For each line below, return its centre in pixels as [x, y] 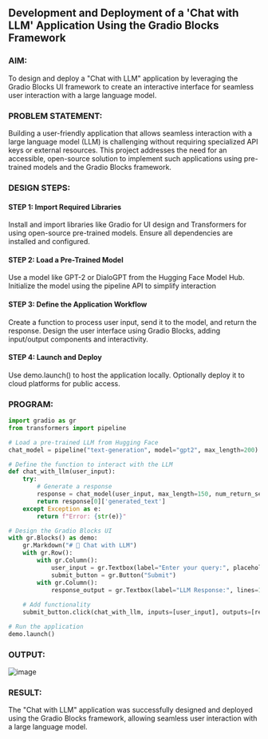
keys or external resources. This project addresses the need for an [118, 150]
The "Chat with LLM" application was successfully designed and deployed [130, 710]
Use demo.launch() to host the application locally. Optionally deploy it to [126, 375]
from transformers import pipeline [67, 428]
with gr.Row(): [48, 553]
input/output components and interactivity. [79, 339]
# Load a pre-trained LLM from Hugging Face [83, 442]
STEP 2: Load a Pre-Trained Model [66, 259]
